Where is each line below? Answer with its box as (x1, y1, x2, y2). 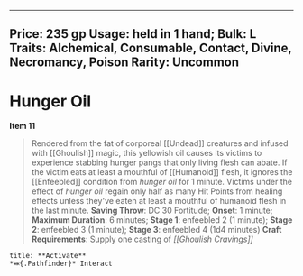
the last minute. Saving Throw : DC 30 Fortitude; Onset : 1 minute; (31, 205, 273, 216)
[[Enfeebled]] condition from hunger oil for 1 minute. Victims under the (31, 177, 293, 188)
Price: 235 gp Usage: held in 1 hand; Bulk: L (9, 26, 257, 41)
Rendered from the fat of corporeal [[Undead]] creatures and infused (31, 138, 289, 149)
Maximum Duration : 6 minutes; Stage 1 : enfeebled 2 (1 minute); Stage (31, 215, 293, 225)
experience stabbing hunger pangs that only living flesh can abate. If (31, 157, 288, 168)
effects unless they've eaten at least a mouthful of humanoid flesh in (31, 196, 287, 207)
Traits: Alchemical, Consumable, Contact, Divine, (9, 41, 292, 56)
